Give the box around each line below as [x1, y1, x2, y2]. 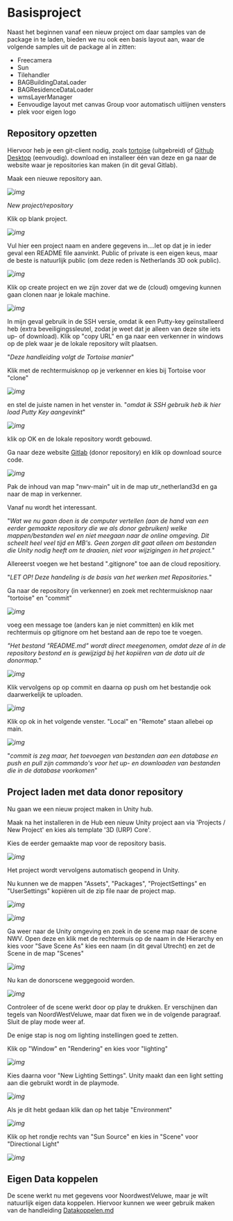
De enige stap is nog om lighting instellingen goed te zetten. [7, 1031, 179, 1039]
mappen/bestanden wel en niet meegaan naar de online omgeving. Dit [7, 531, 209, 539]
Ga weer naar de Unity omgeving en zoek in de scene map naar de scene [7, 927, 217, 935]
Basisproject [7, 5, 82, 21]
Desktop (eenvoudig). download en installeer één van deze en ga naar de [7, 153, 217, 162]
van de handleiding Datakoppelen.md [7, 1206, 114, 1215]
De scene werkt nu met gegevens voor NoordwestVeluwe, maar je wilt [7, 1191, 208, 1200]
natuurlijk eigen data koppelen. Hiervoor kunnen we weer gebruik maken [7, 1199, 215, 1207]
